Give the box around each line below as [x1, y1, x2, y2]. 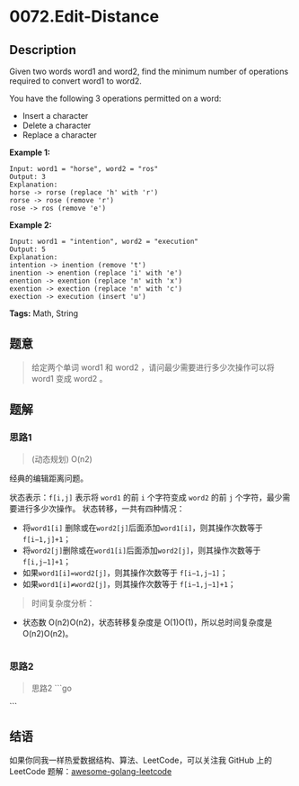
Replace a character [22, 130, 97, 140]
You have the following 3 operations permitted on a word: [9, 93, 222, 104]
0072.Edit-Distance [9, 6, 160, 27]
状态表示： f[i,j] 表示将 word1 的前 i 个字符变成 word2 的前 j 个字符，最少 [9, 492, 283, 502]
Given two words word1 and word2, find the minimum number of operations [9, 66, 289, 77]
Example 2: [9, 220, 52, 230]
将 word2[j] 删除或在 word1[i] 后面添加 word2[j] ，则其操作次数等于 [22, 545, 261, 556]
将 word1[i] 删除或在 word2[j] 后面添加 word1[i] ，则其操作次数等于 [22, 522, 263, 533]
